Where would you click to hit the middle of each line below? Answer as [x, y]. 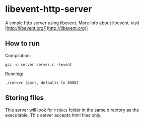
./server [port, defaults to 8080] [42, 82]
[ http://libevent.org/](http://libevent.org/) [47, 28]
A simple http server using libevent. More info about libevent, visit [72, 23]
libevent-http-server [49, 9]
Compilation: [18, 55]
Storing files [24, 98]
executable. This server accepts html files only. [53, 115]
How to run [23, 44]
